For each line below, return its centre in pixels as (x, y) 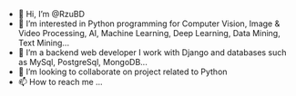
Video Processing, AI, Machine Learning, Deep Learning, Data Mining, (149, 33)
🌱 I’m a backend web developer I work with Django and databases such (152, 53)
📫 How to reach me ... (60, 82)
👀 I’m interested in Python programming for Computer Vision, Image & (149, 24)
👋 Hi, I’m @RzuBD (51, 14)
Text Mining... (44, 43)
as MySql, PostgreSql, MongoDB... (82, 62)
